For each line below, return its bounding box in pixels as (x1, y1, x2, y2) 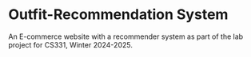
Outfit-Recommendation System (8, 6, 229, 24)
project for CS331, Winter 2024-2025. (8, 40, 133, 49)
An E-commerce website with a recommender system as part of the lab (8, 32, 244, 41)
